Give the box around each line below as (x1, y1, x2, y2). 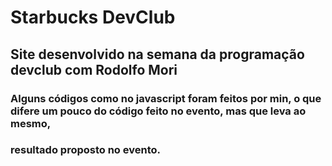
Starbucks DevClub (10, 6, 176, 29)
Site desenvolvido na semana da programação (10, 46, 305, 63)
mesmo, (10, 116, 52, 130)
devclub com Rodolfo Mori (10, 61, 178, 78)
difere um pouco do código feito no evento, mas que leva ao (10, 104, 307, 118)
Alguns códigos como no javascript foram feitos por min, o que (10, 91, 322, 105)
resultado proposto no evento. (10, 143, 161, 157)
